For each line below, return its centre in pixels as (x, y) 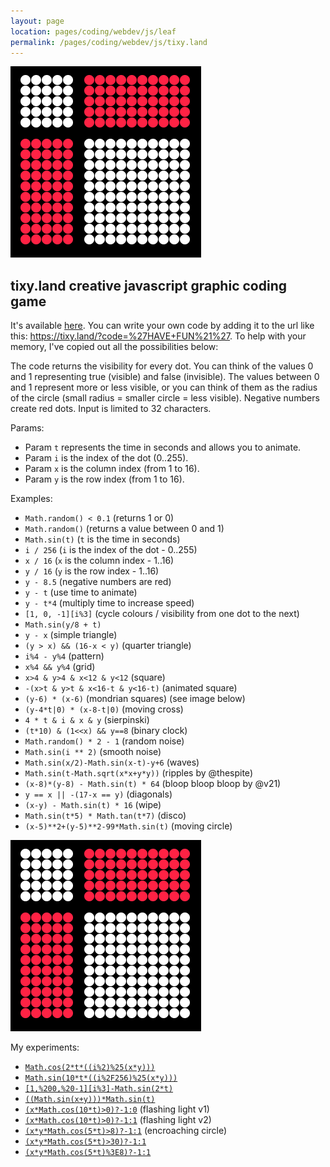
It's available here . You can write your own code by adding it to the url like (162, 326)
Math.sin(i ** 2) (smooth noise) (93, 752)
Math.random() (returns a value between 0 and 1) (124, 529)
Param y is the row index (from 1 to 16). (104, 479)
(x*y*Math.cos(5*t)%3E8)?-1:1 (88, 1153)
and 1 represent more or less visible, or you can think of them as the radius (164, 387)
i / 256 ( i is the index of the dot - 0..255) (111, 550)
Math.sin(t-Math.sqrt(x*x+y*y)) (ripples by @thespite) (138, 773)
